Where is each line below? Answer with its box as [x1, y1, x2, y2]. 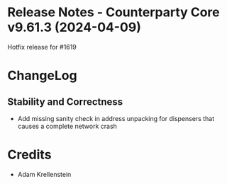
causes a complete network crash [17, 122, 117, 130]
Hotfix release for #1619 [7, 42, 77, 51]
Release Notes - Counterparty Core [7, 4, 220, 21]
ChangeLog [7, 68, 77, 84]
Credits [7, 146, 52, 163]
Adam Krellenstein [17, 170, 72, 178]
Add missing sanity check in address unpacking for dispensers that [17, 114, 215, 122]
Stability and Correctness [7, 96, 123, 108]
